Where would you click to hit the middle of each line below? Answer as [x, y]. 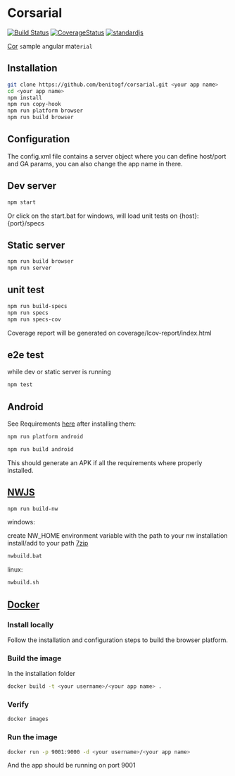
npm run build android [40, 449]
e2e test [26, 355]
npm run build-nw [33, 509]
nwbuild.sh [23, 583]
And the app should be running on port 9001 [71, 765]
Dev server [32, 186]
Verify [18, 704]
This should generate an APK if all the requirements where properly [105, 462]
